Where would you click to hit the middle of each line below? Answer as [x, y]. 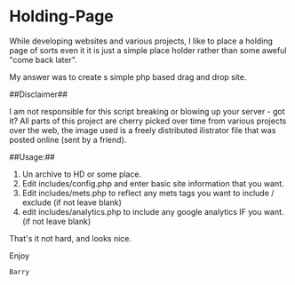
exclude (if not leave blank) [72, 202]
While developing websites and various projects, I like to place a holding [141, 41]
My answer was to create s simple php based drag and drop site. [128, 76]
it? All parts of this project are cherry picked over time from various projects [148, 121]
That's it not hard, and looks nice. [70, 238]
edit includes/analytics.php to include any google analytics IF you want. [153, 211]
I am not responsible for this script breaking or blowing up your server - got [147, 111]
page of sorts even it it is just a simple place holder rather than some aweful [148, 50]
